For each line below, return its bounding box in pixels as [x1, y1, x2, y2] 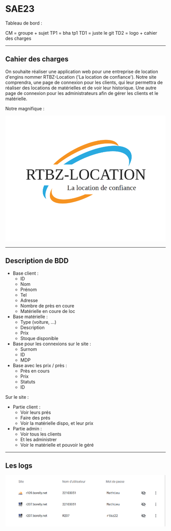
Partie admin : [12, 425, 42, 431]
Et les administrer [20, 436, 57, 442]
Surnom [20, 346, 37, 352]
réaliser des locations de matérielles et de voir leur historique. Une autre [5, 85, 157, 91]
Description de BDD [5, 256, 69, 265]
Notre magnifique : [5, 105, 45, 111]
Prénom [20, 286, 37, 293]
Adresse [20, 297, 38, 303]
